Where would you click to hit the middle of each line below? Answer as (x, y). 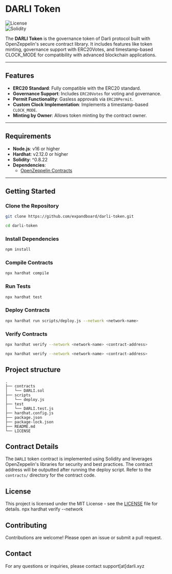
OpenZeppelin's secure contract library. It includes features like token (79, 44)
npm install (18, 250)
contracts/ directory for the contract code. (51, 475)
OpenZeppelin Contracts (46, 170)
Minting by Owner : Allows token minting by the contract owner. (80, 115)
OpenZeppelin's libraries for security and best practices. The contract (79, 464)
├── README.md (20, 426)
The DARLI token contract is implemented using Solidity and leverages (79, 459)
